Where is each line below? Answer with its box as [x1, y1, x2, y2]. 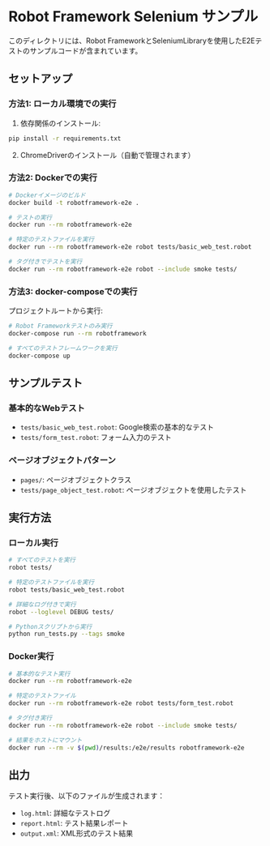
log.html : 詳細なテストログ [19, 808, 111, 818]
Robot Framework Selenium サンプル [8, 7, 259, 26]
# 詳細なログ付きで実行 [8, 600, 77, 609]
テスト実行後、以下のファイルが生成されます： [8, 791, 165, 801]
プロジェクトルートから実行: [8, 305, 104, 316]
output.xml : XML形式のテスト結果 [19, 828, 134, 839]
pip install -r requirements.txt [8, 135, 122, 143]
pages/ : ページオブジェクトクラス [19, 475, 132, 485]
